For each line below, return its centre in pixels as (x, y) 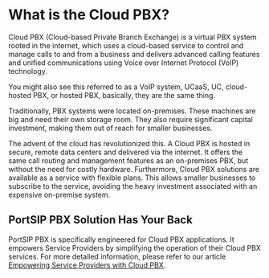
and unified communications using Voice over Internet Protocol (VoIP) (124, 63)
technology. (28, 71)
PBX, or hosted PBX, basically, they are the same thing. (124, 95)
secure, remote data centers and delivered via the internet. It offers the (126, 152)
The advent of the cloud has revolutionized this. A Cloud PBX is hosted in (129, 143)
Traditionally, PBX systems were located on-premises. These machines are (132, 111)
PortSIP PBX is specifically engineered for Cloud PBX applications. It (121, 239)
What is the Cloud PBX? (89, 15)
